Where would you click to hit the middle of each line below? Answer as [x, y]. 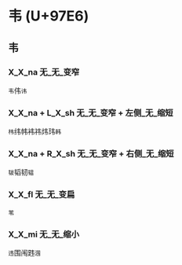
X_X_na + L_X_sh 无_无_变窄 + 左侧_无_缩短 [91, 112]
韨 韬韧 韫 [21, 172]
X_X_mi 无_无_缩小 [44, 234]
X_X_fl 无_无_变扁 [42, 195]
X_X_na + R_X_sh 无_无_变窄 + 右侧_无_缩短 [91, 154]
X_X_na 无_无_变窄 [44, 72]
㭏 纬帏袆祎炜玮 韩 [35, 131]
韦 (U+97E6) [49, 16]
